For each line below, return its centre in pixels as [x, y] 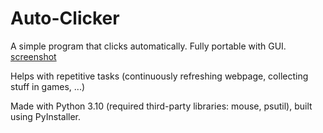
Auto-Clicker [65, 18]
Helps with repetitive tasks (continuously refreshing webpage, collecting [159, 76]
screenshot [33, 56]
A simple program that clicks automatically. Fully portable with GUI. [148, 46]
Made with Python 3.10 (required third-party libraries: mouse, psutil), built [161, 106]
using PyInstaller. [46, 116]
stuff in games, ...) [48, 86]
